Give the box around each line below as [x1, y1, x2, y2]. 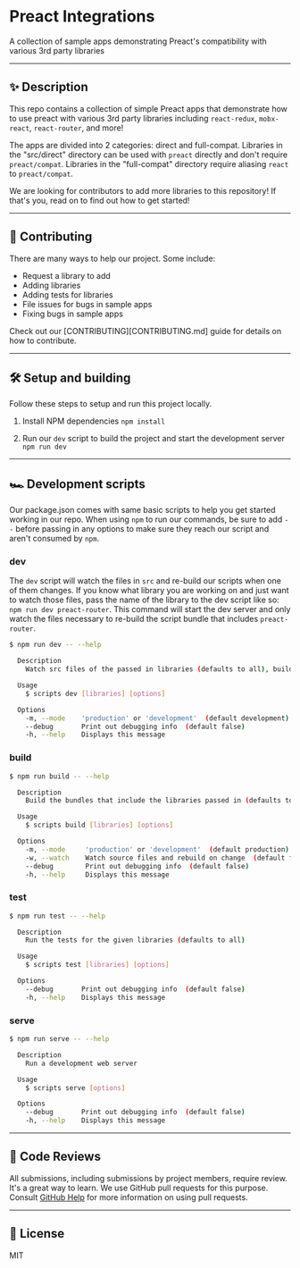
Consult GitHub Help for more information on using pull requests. [9, 1191, 248, 1203]
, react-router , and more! [29, 122, 124, 133]
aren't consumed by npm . [9, 533, 100, 544]
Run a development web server [25, 1059, 138, 1068]
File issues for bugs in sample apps [21, 298, 153, 309]
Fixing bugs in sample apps [21, 308, 123, 319]
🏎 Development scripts [9, 476, 146, 491]
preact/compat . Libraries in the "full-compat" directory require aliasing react [9, 158, 289, 169]
